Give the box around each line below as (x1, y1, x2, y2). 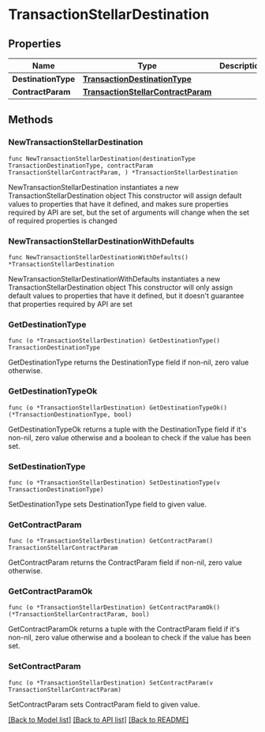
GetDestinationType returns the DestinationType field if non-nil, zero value (8, 357, 249, 368)
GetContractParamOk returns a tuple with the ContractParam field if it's (8, 625, 241, 634)
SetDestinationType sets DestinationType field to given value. (8, 499, 207, 509)
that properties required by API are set (8, 299, 132, 308)
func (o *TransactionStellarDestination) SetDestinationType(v (8, 479, 221, 487)
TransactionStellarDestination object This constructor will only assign (8, 282, 233, 292)
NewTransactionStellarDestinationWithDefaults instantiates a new (8, 274, 221, 283)
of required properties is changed (8, 215, 118, 226)
